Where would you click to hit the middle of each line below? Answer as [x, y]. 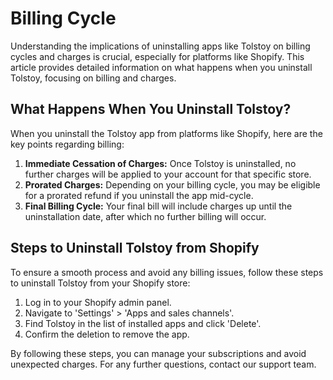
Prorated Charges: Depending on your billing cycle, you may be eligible [172, 184]
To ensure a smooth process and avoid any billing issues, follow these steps [167, 272]
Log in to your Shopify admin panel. [98, 302]
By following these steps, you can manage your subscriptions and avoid [158, 353]
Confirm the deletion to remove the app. [107, 334]
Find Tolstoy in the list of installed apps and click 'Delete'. [143, 323]
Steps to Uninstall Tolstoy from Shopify [135, 248]
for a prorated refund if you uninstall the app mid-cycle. [139, 195]
